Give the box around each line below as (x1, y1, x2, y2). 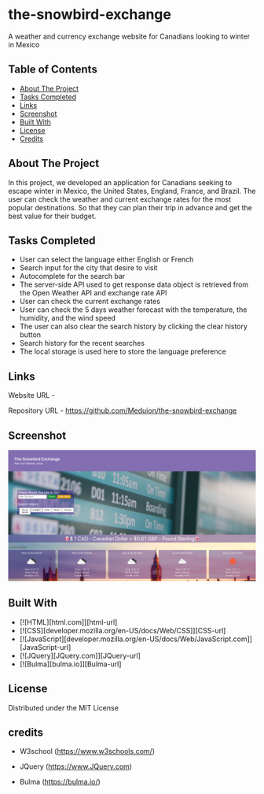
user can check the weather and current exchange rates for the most (8, 195, 232, 204)
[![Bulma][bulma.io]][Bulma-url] (19, 659, 122, 669)
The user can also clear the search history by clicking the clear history (19, 321, 247, 332)
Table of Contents (8, 63, 98, 76)
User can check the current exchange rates (19, 297, 161, 306)
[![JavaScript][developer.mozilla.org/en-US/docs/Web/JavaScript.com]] (19, 634, 253, 644)
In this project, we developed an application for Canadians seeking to (8, 177, 233, 187)
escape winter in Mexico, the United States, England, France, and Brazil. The (8, 186, 256, 195)
